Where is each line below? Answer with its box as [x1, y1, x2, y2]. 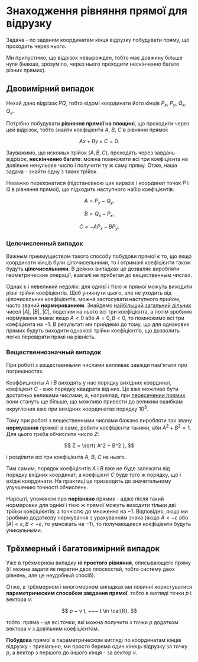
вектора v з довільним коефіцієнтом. [6, 625, 99, 632]
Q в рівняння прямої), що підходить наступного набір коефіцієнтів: [6, 186, 174, 193]
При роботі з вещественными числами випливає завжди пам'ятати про [6, 361, 187, 369]
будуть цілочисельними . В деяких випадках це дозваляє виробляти [6, 265, 180, 273]
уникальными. [6, 527, 43, 534]
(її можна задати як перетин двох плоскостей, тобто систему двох [6, 566, 176, 573]
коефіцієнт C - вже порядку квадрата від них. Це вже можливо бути [6, 386, 179, 393]
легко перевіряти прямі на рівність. [6, 333, 96, 341]
